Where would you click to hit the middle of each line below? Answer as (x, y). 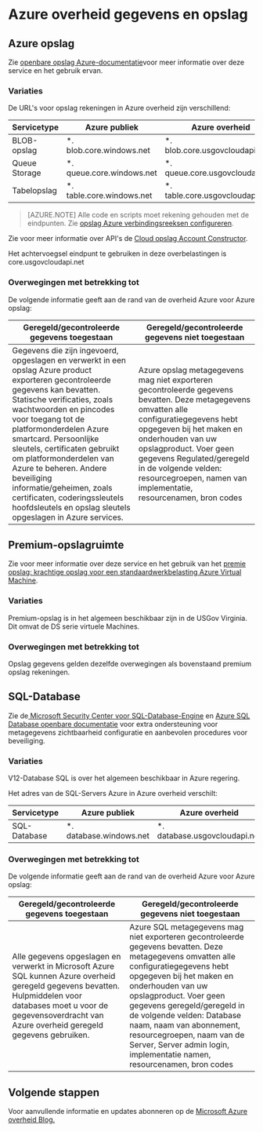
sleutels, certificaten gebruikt (66, 448)
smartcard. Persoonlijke (56, 439)
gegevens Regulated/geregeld (194, 458)
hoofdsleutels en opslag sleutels (71, 507)
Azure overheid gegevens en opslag (128, 15)
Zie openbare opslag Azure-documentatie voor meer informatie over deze (126, 62)
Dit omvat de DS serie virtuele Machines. (74, 626)
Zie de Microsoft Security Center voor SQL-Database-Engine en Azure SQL (129, 715)
